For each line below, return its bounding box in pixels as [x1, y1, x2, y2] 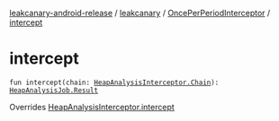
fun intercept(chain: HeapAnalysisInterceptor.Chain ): [9, 78, 220, 87]
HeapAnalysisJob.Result [9, 85, 99, 95]
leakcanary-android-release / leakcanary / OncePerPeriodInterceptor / [9, 8, 271, 18]
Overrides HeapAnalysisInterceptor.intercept [9, 101, 175, 112]
